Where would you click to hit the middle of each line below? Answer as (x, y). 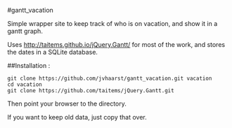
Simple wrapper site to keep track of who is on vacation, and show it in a (112, 23)
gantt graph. (25, 31)
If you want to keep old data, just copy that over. (77, 117)
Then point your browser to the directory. (67, 104)
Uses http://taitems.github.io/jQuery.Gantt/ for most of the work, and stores (116, 44)
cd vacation (25, 85)
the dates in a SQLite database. (53, 52)
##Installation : (29, 65)
